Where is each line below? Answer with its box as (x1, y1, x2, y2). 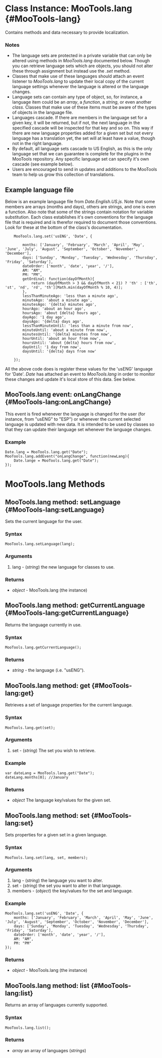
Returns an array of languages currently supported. (5, 1002, 108, 1008)
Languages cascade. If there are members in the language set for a (12, 115, 147, 121)
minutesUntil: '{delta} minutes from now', (22, 332, 112, 337)
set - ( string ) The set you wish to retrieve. (12, 747, 96, 753)
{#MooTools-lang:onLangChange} (5, 398, 112, 407)
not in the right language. (12, 141, 63, 147)
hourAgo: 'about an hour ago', (22, 306, 86, 312)
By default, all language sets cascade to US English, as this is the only (12, 146, 152, 151)
